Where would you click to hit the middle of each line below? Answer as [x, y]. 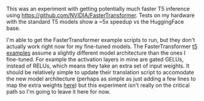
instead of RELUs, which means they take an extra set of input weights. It [98, 66]
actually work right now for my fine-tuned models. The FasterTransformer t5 [102, 46]
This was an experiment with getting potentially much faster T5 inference [98, 9]
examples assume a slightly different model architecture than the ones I [96, 53]
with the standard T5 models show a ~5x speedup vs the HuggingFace [95, 22]
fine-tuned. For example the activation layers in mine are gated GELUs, [95, 59]
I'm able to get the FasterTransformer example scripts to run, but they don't [101, 40]
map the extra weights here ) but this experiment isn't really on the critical [98, 85]
